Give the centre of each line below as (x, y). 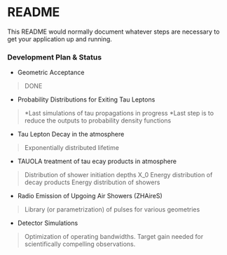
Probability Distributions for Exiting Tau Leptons (86, 99)
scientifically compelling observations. (80, 244)
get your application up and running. (60, 39)
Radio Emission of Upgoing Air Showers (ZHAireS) (90, 196)
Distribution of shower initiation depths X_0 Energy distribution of (118, 175)
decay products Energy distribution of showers (92, 182)
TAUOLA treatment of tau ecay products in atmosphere (97, 161)
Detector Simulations (48, 223)
